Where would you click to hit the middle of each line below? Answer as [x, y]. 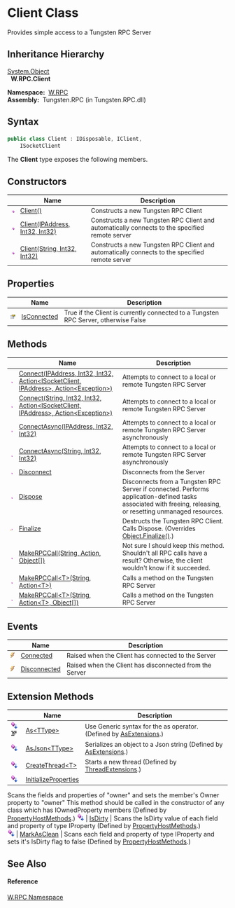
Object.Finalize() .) [148, 536]
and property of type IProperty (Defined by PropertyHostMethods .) [104, 826]
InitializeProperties [52, 779]
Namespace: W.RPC [38, 92]
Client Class [43, 13]
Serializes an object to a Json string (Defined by [154, 745]
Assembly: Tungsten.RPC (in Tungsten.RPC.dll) [77, 99]
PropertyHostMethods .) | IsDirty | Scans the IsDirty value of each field [113, 818]
